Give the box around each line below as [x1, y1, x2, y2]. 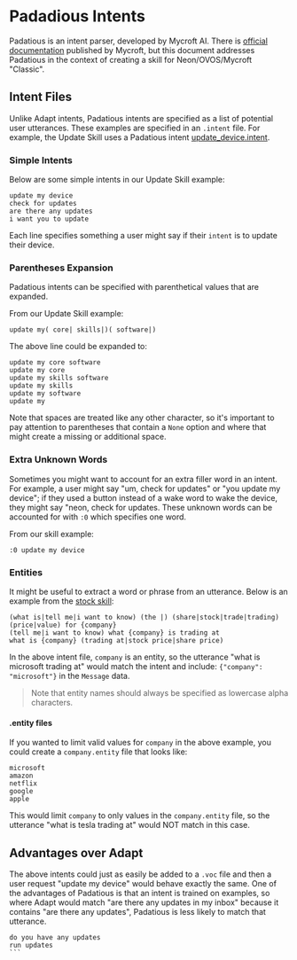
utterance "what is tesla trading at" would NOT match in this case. [9, 820, 250, 831]
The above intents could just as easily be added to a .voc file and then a [9, 869, 272, 879]
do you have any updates [9, 933, 101, 941]
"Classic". [9, 64, 45, 74]
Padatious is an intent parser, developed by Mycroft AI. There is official [9, 35, 269, 46]
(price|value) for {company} [9, 620, 117, 629]
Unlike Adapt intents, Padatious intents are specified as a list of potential [9, 113, 273, 123]
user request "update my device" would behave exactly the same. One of [9, 878, 277, 888]
